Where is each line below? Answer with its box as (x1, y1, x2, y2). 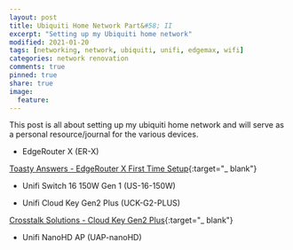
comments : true (9, 63, 66, 72)
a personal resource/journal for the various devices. (9, 129, 199, 140)
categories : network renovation (9, 54, 129, 63)
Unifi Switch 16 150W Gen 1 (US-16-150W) (21, 181, 176, 191)
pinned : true (9, 71, 58, 80)
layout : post (9, 12, 58, 22)
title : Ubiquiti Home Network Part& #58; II (9, 21, 173, 30)
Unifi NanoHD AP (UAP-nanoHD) (21, 232, 142, 243)
